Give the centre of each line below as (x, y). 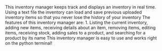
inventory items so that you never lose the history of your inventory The (78, 17)
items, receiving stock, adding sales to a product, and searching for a (75, 33)
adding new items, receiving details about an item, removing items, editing (81, 28)
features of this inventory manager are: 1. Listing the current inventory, (77, 22)
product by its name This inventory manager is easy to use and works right (81, 38)
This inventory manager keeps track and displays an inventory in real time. (81, 7)
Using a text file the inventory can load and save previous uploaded (73, 12)
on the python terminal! (29, 43)
